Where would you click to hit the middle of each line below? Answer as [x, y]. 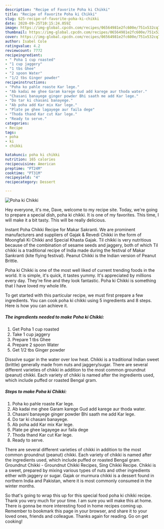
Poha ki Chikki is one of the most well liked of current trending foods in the [80, 270]
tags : [10, 132]
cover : [12, 37]
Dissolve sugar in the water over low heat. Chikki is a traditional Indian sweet [82, 359]
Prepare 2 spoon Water [35, 345]
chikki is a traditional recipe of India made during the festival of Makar [75, 250]
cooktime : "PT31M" [24, 173]
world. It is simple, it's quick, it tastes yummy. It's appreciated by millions [78, 275]
